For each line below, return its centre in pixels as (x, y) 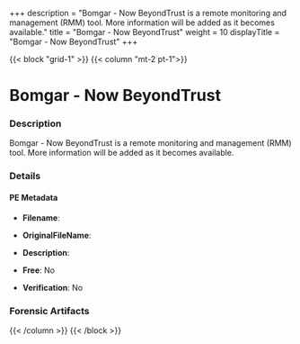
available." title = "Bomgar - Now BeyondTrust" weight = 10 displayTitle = (145, 32)
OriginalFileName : (57, 235)
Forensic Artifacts (49, 311)
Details (25, 177)
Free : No (39, 270)
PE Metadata (34, 198)
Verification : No (53, 287)
